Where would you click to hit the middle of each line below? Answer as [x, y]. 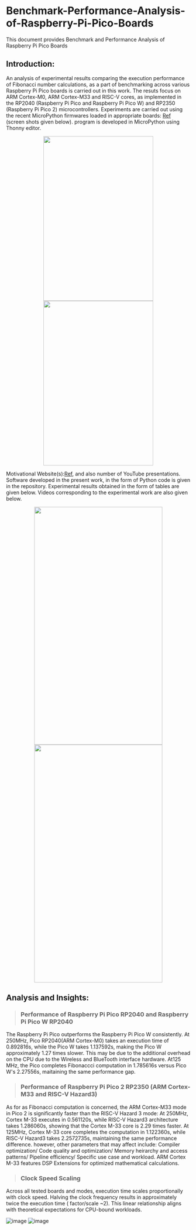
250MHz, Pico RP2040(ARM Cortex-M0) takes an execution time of [87, 1041]
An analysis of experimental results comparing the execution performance [96, 78]
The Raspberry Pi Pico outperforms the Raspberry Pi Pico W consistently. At [98, 1034]
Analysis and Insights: [48, 998]
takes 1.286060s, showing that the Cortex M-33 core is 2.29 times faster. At [97, 1126]
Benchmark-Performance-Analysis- [96, 11]
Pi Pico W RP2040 [47, 1022]
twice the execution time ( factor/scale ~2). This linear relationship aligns [94, 1204]
